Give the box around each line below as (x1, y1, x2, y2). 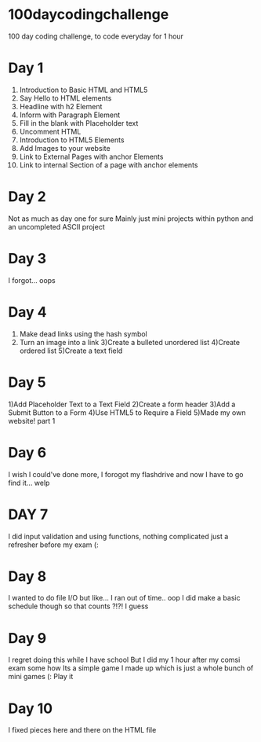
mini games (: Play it (8, 672, 74, 681)
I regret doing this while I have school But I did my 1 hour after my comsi (8, 655, 241, 665)
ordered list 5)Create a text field (19, 346, 123, 355)
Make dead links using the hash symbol (19, 329, 147, 339)
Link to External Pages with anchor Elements (19, 152, 164, 161)
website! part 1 (8, 416, 56, 425)
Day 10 (8, 700, 53, 717)
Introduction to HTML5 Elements (19, 135, 125, 145)
